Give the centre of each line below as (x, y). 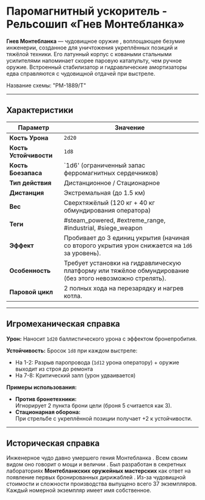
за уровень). (82, 253)
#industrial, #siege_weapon (103, 228)
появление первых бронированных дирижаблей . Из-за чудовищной (96, 477)
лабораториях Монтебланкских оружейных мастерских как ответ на (99, 471)
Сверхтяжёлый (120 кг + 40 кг (110, 203)
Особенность (30, 270)
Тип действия (31, 183)
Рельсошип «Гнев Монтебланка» (95, 24)
